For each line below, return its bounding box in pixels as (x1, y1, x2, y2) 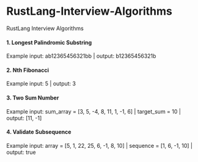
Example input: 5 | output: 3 (6, 80, 76, 87)
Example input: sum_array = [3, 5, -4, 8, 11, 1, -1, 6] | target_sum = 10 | (6, 107, 182, 115)
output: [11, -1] (6, 114, 42, 121)
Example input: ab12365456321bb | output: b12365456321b (6, 52, 156, 60)
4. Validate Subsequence (6, 128, 71, 136)
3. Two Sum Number (6, 94, 59, 101)
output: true (6, 148, 36, 156)
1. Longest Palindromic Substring (6, 39, 92, 46)
